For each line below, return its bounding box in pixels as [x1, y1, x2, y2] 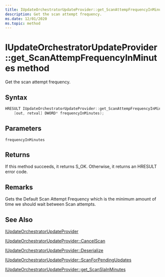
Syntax [5, 93, 27, 101]
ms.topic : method [5, 21, 41, 26]
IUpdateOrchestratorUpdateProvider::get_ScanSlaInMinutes [5, 267, 126, 272]
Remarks [5, 183, 33, 191]
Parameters [5, 125, 42, 133]
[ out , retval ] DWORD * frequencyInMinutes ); [14, 111, 105, 116]
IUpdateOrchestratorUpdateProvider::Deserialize [5, 248, 104, 253]
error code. [5, 169, 28, 175]
